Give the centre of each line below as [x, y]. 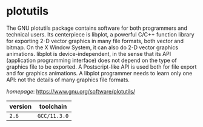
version [21, 106]
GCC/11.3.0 [53, 116]
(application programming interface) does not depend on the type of [92, 60]
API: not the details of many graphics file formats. [68, 80]
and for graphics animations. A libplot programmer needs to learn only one [99, 73]
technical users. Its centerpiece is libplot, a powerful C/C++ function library [101, 34]
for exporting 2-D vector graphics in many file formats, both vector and [95, 41]
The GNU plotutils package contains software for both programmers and [97, 28]
